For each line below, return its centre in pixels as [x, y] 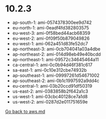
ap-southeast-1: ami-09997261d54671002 [56, 75]
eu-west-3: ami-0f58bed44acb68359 [51, 33]
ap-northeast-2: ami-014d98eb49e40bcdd [56, 54]
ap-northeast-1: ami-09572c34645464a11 [55, 59]
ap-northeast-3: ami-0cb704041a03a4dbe [56, 49]
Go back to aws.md [25, 111]
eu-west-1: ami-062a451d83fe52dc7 [50, 43]
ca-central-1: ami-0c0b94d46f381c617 [52, 65]
